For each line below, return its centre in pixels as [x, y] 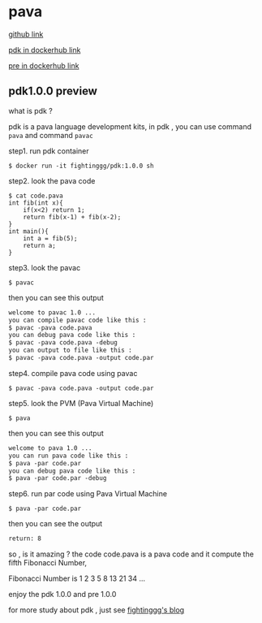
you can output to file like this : [70, 350]
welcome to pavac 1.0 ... [52, 312]
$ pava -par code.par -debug [58, 478]
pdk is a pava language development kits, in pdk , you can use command [130, 126]
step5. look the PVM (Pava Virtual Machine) [81, 403]
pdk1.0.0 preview [53, 91]
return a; [40, 245]
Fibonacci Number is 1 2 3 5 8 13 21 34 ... [77, 578]
